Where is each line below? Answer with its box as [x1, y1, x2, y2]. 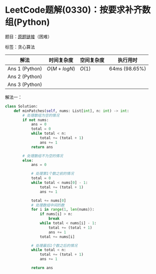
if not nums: [22, 117, 49, 122]
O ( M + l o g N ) [47, 65, 75, 72]
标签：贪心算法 [5, 44, 35, 50]
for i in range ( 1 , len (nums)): [31, 207, 95, 212]
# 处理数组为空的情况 [22, 113, 60, 118]
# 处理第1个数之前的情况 [31, 171, 74, 176]
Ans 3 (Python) [7, 81, 42, 88]
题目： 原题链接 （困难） [5, 34, 52, 39]
